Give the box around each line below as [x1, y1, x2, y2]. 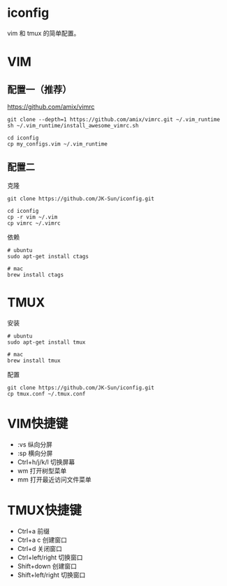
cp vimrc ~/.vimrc [7, 219, 61, 227]
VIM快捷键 [7, 415, 68, 431]
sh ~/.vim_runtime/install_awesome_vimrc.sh [7, 122, 139, 129]
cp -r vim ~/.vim [7, 214, 58, 221]
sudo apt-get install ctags [7, 253, 89, 260]
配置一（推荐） [7, 83, 72, 95]
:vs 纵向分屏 [17, 440, 53, 449]
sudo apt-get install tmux [7, 338, 86, 346]
